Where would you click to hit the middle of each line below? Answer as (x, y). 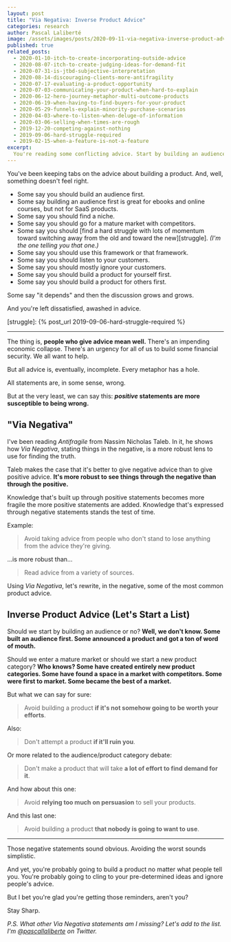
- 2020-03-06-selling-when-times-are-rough (76, 122)
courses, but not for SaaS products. (67, 209)
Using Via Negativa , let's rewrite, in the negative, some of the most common (115, 585)
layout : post (26, 13)
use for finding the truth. (42, 456)
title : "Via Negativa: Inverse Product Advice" (77, 20)
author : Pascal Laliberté (44, 33)
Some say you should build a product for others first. (92, 282)
